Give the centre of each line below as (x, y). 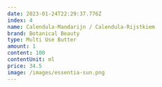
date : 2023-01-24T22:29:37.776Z (54, 14)
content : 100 (26, 53)
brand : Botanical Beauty (43, 33)
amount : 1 (22, 46)
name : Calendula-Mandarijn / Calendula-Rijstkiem (81, 27)
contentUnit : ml (31, 60)
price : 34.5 (25, 66)
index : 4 (20, 20)
